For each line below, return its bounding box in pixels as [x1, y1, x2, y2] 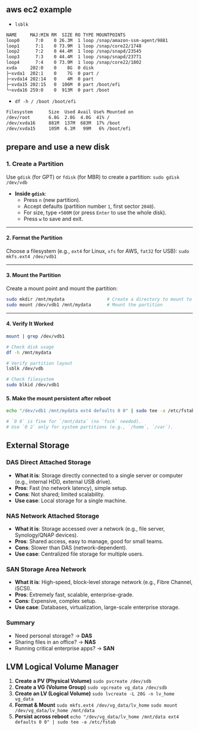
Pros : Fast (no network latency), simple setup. [14, 484, 127, 491]
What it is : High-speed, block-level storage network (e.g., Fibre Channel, [14, 579, 193, 586]
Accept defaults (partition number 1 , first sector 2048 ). [23, 203, 156, 210]
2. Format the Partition [6, 234, 63, 242]
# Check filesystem [6, 376, 54, 383]
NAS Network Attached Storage [6, 512, 99, 520]
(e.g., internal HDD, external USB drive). [14, 478, 112, 485]
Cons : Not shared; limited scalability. [14, 490, 105, 498]
